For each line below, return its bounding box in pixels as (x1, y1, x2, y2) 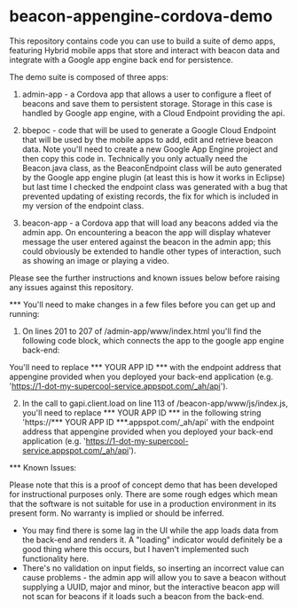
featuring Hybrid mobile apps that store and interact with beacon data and (9, 44, 280, 55)
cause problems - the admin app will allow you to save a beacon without (21, 572, 286, 582)
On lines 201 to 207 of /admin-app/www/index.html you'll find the (21, 326, 262, 336)
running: (9, 308, 40, 319)
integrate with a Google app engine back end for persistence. (9, 54, 233, 65)
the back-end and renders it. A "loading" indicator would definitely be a (21, 534, 284, 545)
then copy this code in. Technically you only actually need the (21, 153, 248, 163)
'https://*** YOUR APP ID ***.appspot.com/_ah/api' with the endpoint (21, 416, 275, 427)
